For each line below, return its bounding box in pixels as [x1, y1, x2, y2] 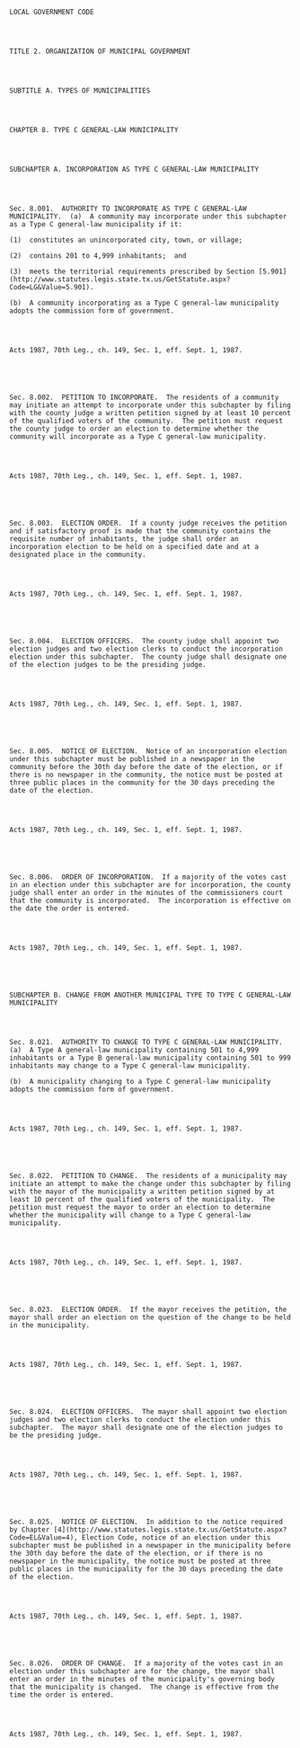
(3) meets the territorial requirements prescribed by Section [9, 267, 255, 276]
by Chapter [9, 1525, 50, 1534]
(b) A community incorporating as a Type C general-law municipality [9, 298, 279, 307]
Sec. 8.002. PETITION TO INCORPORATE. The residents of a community [9, 393, 279, 402]
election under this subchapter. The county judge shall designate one [9, 652, 287, 661]
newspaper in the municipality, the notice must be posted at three [9, 1557, 271, 1566]
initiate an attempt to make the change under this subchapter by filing [9, 1179, 292, 1188]
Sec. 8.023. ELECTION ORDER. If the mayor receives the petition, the [9, 1305, 287, 1314]
